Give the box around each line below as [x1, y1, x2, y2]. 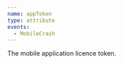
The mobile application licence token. [7, 49, 117, 58]
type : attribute [7, 17, 55, 24]
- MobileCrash [13, 30, 55, 37]
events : [7, 23, 30, 30]
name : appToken [7, 10, 52, 18]
